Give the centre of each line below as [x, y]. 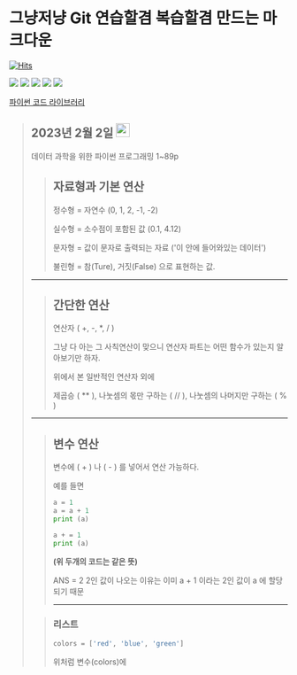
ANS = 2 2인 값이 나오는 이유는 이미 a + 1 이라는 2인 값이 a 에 [160, 580]
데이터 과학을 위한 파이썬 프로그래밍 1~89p [105, 156]
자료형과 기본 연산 [99, 187]
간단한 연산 [81, 305]
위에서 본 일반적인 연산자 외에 [103, 376]
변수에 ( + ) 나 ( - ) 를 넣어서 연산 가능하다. [126, 467]
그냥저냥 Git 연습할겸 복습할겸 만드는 [134, 18]
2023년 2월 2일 [72, 133]
